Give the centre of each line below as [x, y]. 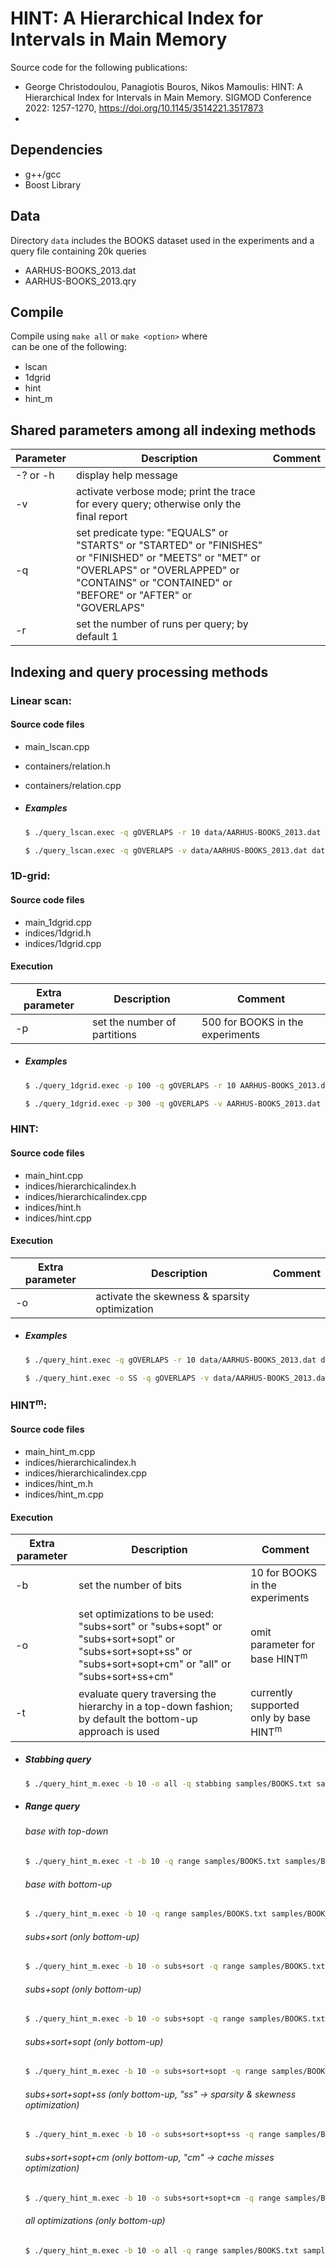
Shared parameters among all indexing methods [163, 430]
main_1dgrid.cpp [58, 922]
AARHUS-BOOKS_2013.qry [80, 281]
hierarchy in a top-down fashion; [155, 1706]
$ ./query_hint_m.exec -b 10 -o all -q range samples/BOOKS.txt [161, 2250]
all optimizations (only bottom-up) [95, 2220]
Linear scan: [41, 700]
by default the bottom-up [138, 1719]
